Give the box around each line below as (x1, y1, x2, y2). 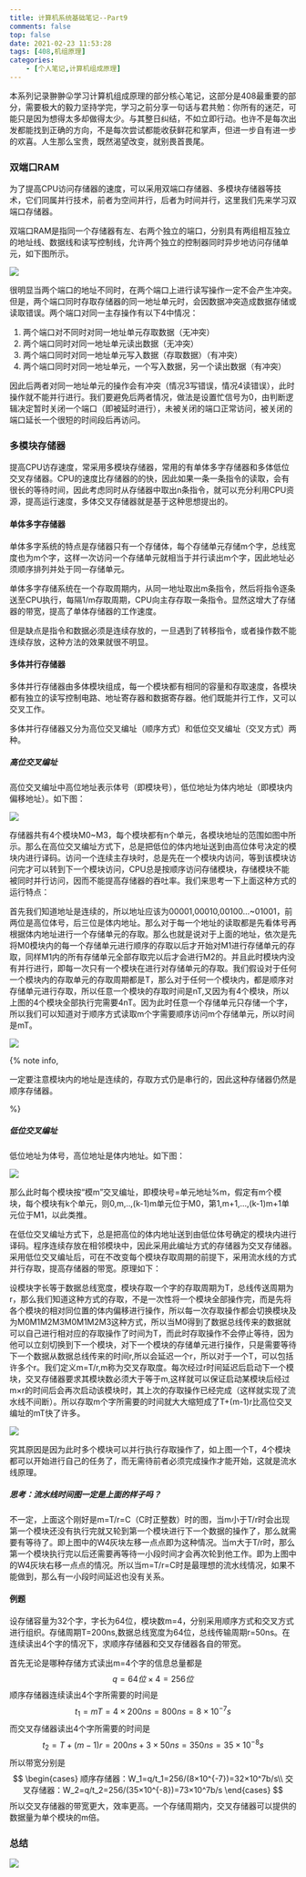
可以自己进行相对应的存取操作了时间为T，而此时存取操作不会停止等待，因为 (9, 1328, 294, 1339)
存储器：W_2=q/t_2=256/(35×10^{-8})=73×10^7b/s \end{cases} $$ (30, 1784, 284, 1795)
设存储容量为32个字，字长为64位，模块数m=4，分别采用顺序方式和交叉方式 (9, 1615, 294, 1626)
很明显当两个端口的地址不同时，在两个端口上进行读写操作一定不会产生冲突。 (9, 284, 297, 296)
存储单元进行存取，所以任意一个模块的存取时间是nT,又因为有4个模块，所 (9, 985, 281, 996)
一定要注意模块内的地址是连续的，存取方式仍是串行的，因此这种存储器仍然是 (9, 1073, 297, 1084)
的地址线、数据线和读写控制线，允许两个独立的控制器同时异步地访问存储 (9, 237, 280, 248)
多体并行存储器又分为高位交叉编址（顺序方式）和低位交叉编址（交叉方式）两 (9, 723, 297, 733)
